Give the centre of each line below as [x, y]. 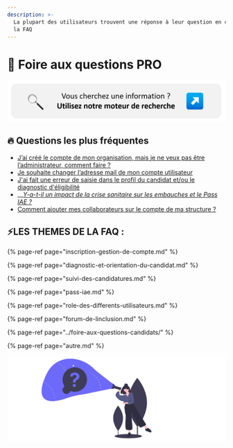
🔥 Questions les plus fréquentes [78, 141]
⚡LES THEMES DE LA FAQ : [66, 232]
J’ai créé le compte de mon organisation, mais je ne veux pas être [111, 157]
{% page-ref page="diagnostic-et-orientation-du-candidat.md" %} [103, 265]
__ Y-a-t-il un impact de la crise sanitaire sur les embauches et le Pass [117, 194]
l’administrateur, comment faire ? [64, 165]
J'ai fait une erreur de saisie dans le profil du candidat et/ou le [106, 180]
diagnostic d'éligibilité [49, 187]
